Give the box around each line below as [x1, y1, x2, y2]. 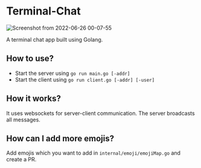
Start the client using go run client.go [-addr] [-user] [14, 76, 155, 83]
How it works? [6, 94, 62, 104]
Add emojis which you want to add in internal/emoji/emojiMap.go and [6, 149, 181, 157]
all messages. [6, 116, 40, 123]
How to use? [6, 53, 54, 64]
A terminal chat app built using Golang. [6, 36, 103, 43]
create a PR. [6, 156, 37, 163]
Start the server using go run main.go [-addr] [14, 69, 130, 77]
